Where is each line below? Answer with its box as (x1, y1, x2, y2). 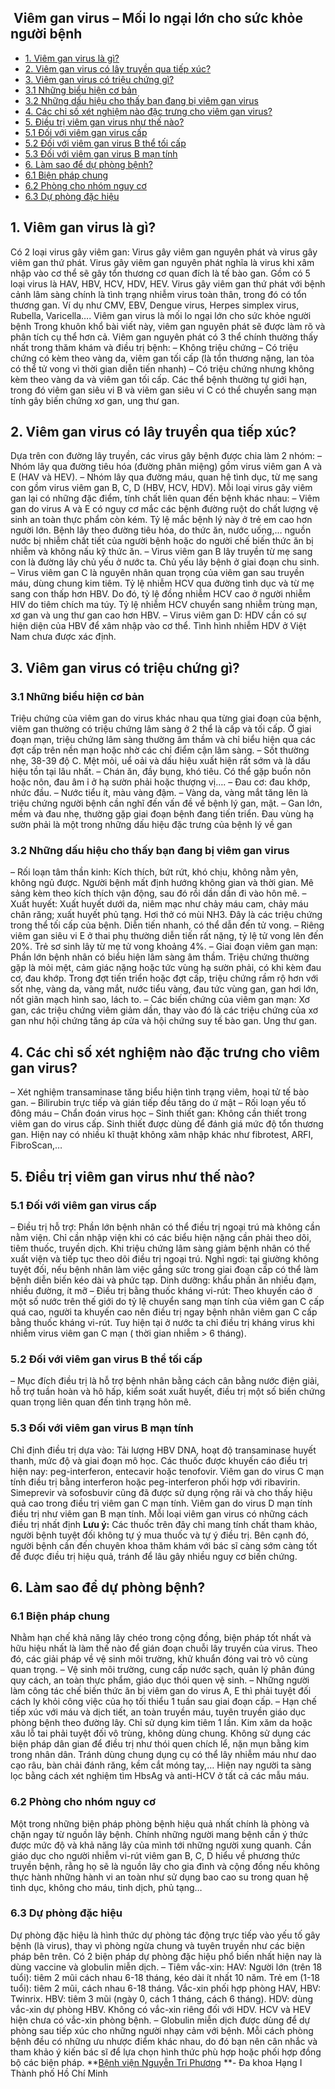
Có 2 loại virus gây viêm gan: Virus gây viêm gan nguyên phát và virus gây (10, 246, 318, 258)
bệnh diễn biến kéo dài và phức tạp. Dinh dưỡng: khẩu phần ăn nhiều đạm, (10, 1274, 317, 1286)
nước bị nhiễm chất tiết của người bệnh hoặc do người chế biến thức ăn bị (10, 535, 314, 547)
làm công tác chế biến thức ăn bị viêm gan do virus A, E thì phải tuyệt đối (10, 1685, 312, 1697)
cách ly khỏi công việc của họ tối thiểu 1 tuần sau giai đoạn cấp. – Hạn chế (10, 1696, 317, 1708)
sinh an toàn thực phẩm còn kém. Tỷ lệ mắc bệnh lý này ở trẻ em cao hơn (10, 514, 313, 526)
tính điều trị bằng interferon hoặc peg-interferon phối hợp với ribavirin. (10, 1476, 301, 1488)
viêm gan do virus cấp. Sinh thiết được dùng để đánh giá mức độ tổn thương (10, 1118, 324, 1130)
